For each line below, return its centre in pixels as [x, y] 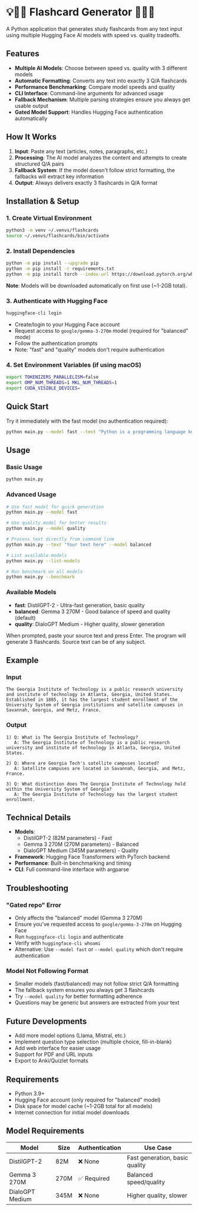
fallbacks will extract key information [59, 176]
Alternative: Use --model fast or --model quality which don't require [99, 949]
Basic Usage [24, 467]
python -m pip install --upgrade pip [52, 263]
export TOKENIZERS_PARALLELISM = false [52, 377]
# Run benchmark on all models [44, 571]
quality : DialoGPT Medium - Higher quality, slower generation [90, 624]
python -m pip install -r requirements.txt [60, 269]
